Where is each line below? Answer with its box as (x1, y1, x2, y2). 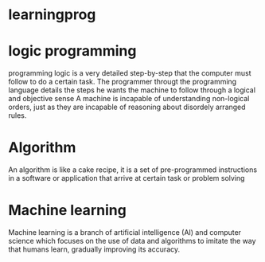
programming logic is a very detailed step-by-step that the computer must (8, 68, 251, 78)
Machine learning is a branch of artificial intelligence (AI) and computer (8, 228, 241, 237)
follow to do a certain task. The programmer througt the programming (8, 77, 237, 87)
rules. (8, 111, 27, 120)
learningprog (8, 6, 96, 24)
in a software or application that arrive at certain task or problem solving (8, 174, 245, 183)
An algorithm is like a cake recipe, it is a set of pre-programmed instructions (8, 165, 257, 174)
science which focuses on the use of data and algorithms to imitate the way (8, 237, 256, 245)
